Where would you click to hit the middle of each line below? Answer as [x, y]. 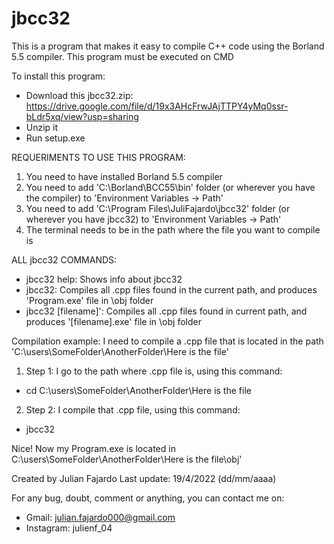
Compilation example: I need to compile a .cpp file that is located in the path [167, 341]
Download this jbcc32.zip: [79, 95]
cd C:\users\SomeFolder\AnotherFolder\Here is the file [138, 390]
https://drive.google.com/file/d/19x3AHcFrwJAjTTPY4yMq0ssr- [157, 106]
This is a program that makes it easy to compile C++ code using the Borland [168, 46]
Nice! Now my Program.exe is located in [93, 448]
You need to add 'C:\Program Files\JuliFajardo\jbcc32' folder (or [158, 208]
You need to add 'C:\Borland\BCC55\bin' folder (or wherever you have [170, 187]
